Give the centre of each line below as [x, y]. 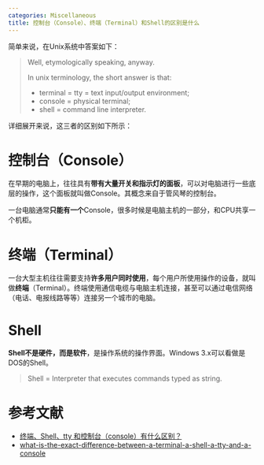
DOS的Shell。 [30, 363]
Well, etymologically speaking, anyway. [91, 62]
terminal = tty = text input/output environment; [114, 92]
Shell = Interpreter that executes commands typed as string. [125, 378]
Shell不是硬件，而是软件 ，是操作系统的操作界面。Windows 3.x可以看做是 [127, 353]
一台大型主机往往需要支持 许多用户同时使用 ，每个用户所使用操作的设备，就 [128, 278]
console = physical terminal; [85, 101]
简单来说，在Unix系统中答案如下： [64, 46]
